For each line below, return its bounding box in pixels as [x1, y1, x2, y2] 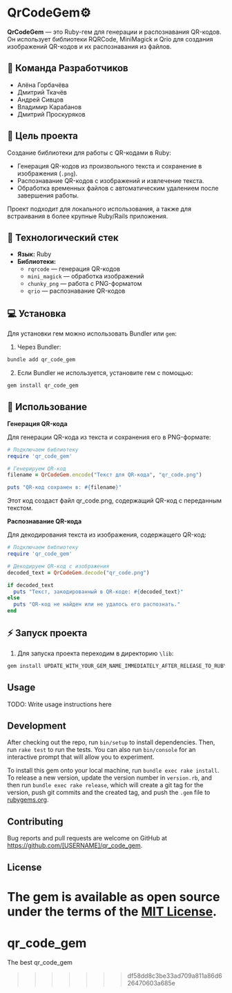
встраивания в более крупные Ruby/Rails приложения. [7, 212, 168, 220]
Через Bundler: [17, 343, 61, 351]
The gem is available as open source [7, 889, 220, 905]
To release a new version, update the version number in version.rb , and [7, 773, 213, 782]
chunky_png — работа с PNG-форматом [27, 280, 142, 288]
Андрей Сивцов [17, 95, 64, 104]
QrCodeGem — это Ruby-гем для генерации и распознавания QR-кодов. [7, 28, 222, 36]
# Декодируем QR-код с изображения [7, 563, 110, 570]
